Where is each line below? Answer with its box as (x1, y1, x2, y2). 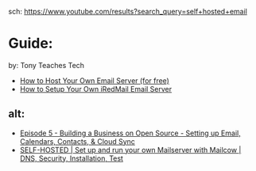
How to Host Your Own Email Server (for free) (19, 75, 169, 85)
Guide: (8, 35, 53, 52)
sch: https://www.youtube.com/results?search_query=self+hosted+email (8, 7, 248, 16)
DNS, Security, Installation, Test (19, 154, 123, 163)
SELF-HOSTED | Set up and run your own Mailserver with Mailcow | (19, 145, 242, 154)
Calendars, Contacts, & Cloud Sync (19, 136, 135, 146)
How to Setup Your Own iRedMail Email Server (19, 84, 173, 93)
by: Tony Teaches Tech (8, 60, 85, 70)
